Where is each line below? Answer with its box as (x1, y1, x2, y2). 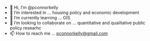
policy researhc (9, 25, 42, 31)
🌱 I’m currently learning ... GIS (9, 15, 71, 20)
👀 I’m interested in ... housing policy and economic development (9, 10, 139, 15)
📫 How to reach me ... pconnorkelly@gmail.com (9, 30, 108, 36)
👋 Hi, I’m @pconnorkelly (9, 5, 59, 10)
